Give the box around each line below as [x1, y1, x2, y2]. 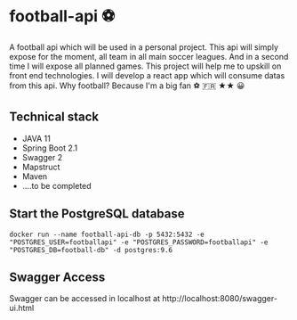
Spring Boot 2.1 [21, 143, 78, 153]
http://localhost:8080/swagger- [161, 293, 278, 304]
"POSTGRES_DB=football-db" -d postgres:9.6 [9, 245, 173, 254]
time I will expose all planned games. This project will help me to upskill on [9, 61, 282, 71]
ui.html [9, 303, 35, 314]
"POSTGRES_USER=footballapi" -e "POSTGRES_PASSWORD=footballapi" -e [9, 237, 269, 247]
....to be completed [21, 180, 92, 191]
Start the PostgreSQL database [9, 206, 185, 222]
